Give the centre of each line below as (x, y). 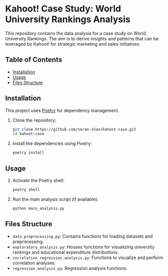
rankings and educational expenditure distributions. (66, 252)
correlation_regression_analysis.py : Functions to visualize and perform (88, 257)
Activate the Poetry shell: (38, 180)
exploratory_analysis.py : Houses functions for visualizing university (83, 247)
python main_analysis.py (38, 208)
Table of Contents (34, 60)
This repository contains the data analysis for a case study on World (76, 33)
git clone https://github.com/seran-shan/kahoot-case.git (74, 129)
